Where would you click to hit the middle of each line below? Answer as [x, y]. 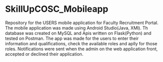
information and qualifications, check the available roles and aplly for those [81, 43]
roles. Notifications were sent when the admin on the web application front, [81, 49]
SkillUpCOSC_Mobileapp [57, 9]
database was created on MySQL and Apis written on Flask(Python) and [78, 33]
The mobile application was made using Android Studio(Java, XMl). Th [77, 28]
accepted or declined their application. [44, 54]
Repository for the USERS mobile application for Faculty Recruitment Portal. [82, 23]
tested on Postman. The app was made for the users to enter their [72, 38]
